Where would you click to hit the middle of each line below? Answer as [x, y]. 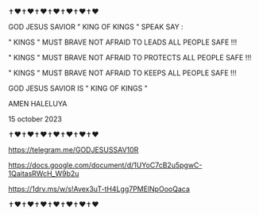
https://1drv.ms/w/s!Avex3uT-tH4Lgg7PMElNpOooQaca [99, 189]
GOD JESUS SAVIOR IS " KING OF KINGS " [78, 88]
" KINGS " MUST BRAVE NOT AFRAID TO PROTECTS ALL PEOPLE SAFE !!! [130, 58]
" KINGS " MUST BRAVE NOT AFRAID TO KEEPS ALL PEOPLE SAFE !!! [122, 73]
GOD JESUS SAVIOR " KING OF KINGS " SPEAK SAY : [96, 27]
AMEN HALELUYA [38, 104]
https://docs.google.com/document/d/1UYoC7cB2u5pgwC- [105, 165]
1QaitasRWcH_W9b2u [44, 173]
